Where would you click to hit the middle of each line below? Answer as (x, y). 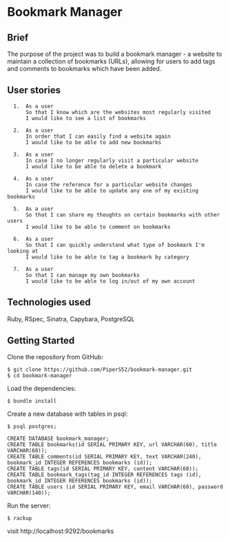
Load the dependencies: (42, 389)
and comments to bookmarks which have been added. (84, 69)
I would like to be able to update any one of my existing (112, 190)
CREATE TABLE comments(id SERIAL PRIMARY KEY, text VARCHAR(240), (104, 457)
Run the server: (29, 506)
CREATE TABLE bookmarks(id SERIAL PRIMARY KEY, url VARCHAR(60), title (112, 445)
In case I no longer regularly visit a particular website (112, 160)
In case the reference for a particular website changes (109, 184)
